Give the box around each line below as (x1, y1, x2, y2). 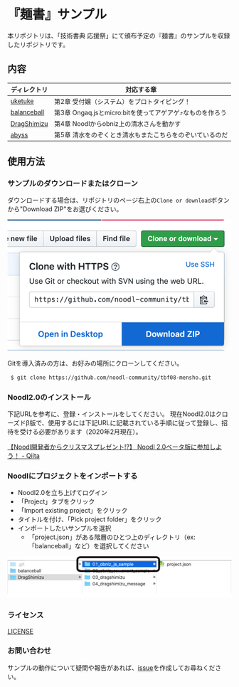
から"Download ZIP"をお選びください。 (7, 205, 123, 213)
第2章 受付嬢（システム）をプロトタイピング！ (54, 97, 191, 105)
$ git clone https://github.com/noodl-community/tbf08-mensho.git (10, 374, 212, 381)
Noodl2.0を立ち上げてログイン (17, 489, 108, 497)
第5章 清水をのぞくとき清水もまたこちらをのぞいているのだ (54, 131, 228, 139)
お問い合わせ (7, 646, 52, 656)
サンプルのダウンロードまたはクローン (7, 179, 139, 188)
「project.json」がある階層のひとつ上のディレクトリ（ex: (28, 533, 196, 541)
